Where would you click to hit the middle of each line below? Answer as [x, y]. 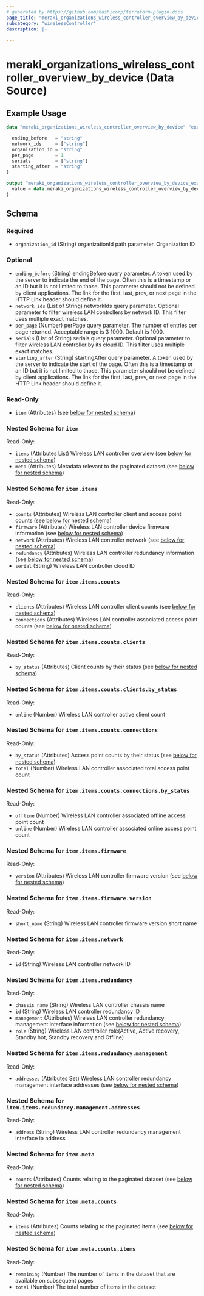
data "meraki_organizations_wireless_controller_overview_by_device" [96, 127]
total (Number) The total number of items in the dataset [86, 1287]
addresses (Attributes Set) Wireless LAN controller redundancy [93, 1078]
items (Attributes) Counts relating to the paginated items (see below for [104, 1226]
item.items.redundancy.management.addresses [73, 1107]
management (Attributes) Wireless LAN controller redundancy [90, 1018]
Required [20, 231]
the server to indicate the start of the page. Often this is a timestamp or [104, 364]
